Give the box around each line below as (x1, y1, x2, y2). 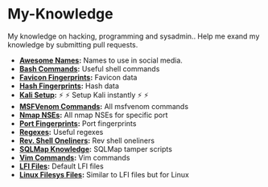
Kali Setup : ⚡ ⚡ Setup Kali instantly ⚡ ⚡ (19, 90, 150, 100)
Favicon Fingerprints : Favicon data (19, 72, 138, 82)
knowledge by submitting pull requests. (7, 39, 138, 49)
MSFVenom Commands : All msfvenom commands (19, 101, 189, 111)
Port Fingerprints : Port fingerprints (19, 118, 137, 128)
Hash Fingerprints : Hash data (19, 81, 120, 91)
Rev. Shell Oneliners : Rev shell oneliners (19, 136, 155, 145)
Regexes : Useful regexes (19, 127, 104, 136)
